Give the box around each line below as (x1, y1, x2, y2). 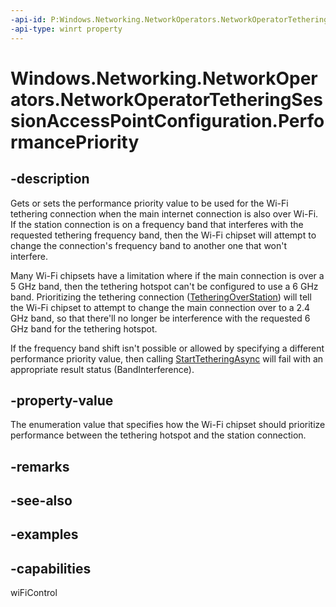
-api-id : (10, 14, 47, 25)
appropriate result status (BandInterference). (10, 363, 195, 375)
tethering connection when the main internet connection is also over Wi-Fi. (10, 207, 319, 220)
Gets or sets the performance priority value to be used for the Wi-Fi (10, 197, 289, 209)
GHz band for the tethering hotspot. (10, 322, 158, 335)
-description (10, 171, 90, 188)
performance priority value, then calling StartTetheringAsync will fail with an (10, 352, 324, 365)
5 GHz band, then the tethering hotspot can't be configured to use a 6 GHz (10, 280, 319, 292)
